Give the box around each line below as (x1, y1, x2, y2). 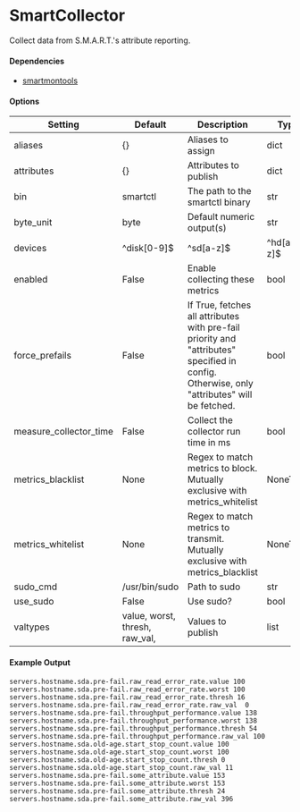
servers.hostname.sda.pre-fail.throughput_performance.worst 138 (9, 716, 257, 725)
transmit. (187, 533, 225, 546)
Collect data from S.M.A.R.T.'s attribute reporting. (9, 35, 191, 46)
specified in (187, 355, 237, 368)
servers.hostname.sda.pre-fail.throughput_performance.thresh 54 (9, 723, 257, 733)
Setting (47, 118, 80, 131)
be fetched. (187, 400, 236, 412)
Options (9, 96, 40, 106)
